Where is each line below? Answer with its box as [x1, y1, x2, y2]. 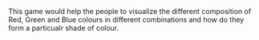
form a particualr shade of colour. [8, 24, 119, 32]
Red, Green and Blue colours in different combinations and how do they [8, 15, 245, 24]
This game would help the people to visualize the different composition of [8, 7, 252, 16]
